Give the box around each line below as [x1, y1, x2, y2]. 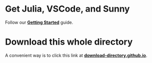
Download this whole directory [5, 36, 133, 47]
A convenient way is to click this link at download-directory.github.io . [5, 52, 148, 58]
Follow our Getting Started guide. [5, 19, 74, 25]
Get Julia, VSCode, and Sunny [5, 3, 130, 15]
